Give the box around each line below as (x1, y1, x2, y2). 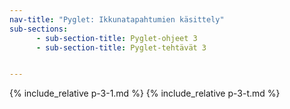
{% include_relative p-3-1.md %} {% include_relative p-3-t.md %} (9, 87, 281, 100)
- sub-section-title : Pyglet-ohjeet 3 (35, 33, 198, 43)
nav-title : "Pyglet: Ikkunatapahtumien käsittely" (9, 14, 225, 25)
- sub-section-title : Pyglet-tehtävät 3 (35, 42, 207, 53)
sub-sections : (9, 24, 69, 34)
